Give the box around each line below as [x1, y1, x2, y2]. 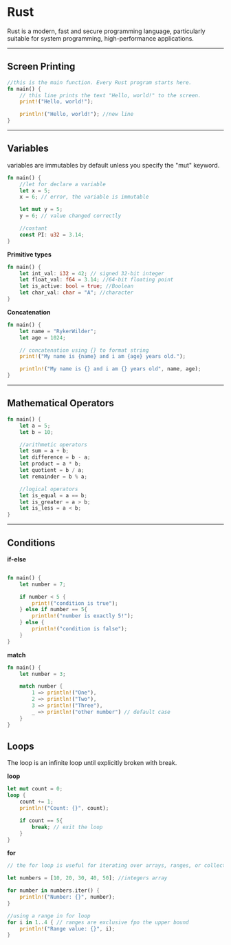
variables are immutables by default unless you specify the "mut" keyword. [7, 161, 220, 169]
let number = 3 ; [19, 670, 67, 677]
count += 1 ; [19, 798, 54, 806]
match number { [19, 683, 63, 690]
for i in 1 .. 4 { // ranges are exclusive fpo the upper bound [7, 919, 189, 926]
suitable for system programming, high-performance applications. [7, 34, 195, 42]
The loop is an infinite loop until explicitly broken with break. [7, 759, 177, 767]
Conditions [7, 537, 56, 548]
